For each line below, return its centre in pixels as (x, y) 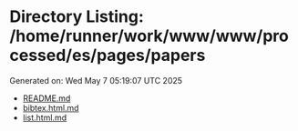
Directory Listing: (77, 17)
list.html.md (44, 117)
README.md (46, 98)
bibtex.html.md (51, 107)
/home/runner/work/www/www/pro (149, 36)
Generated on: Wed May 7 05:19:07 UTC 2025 (96, 80)
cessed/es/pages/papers (108, 55)
